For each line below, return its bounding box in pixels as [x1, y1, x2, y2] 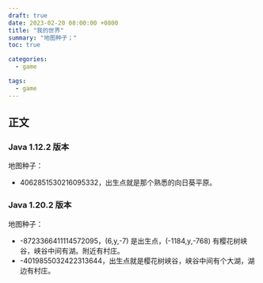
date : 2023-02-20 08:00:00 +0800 [8, 19, 119, 27]
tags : [8, 77, 26, 85]
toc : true [8, 41, 41, 49]
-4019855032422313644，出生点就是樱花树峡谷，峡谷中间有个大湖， [19, 255, 248, 266]
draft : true [8, 11, 48, 20]
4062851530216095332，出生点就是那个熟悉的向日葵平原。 [19, 178, 216, 187]
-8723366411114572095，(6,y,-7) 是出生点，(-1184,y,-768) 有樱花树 [19, 235, 241, 246]
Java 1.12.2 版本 [8, 141, 70, 152]
